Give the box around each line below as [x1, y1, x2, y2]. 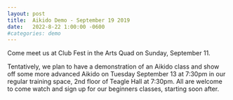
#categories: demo [7, 29, 61, 37]
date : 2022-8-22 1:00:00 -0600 [7, 23, 105, 30]
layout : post [7, 10, 46, 17]
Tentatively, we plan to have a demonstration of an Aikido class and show [7, 62, 220, 71]
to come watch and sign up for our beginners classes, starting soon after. [7, 85, 220, 93]
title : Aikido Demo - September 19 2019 [7, 17, 131, 24]
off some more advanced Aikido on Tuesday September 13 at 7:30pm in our [7, 70, 226, 78]
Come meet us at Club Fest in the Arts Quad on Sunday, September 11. [7, 49, 211, 57]
